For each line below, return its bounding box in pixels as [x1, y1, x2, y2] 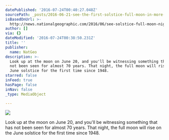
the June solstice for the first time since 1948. [5, 130, 100, 136]
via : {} [5, 31, 22, 36]
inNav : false [5, 87, 33, 92]
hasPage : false [5, 82, 37, 87]
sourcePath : [5, 12, 30, 17]
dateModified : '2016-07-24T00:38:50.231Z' [5, 36, 96, 41]
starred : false [5, 73, 37, 78]
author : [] [5, 26, 28, 31]
